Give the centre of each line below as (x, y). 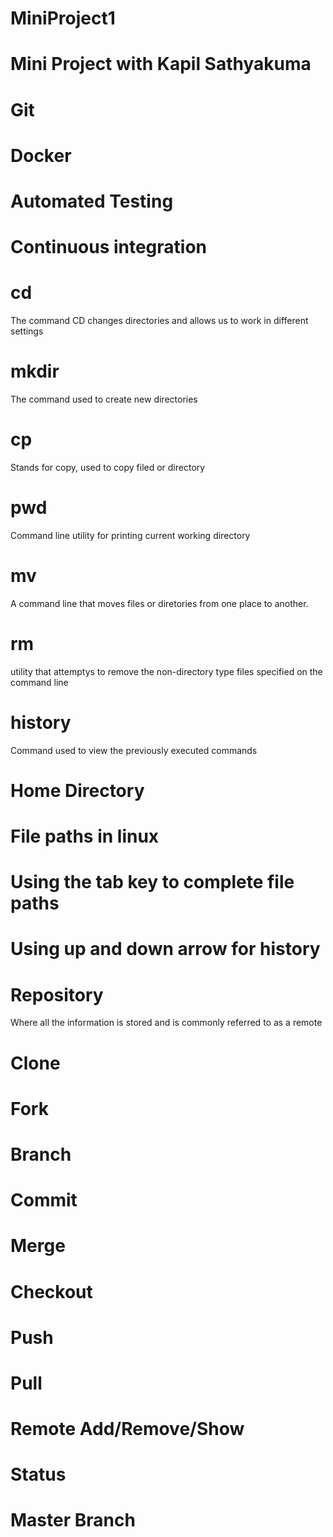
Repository (57, 994)
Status (38, 1474)
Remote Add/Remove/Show (127, 1429)
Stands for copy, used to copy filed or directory (108, 467)
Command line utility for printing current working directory (130, 535)
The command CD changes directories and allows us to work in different (159, 321)
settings (27, 331)
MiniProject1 (63, 18)
